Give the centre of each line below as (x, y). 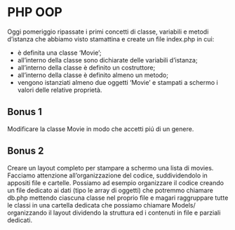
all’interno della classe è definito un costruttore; (86, 67)
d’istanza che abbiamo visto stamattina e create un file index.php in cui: (111, 39)
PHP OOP (35, 12)
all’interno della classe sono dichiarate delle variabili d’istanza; (107, 60)
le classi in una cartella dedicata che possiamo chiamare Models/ (101, 205)
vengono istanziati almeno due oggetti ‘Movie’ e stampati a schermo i (118, 82)
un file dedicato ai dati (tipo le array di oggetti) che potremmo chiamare (110, 190)
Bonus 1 (25, 112)
